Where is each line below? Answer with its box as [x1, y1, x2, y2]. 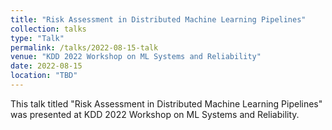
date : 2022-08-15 [10, 61, 83, 71]
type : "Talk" [10, 33, 65, 43]
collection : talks [10, 24, 87, 34]
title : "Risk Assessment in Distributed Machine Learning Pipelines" [10, 14, 307, 25]
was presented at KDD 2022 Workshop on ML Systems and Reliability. [10, 108, 300, 120]
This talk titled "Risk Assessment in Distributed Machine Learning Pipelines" [10, 97, 323, 110]
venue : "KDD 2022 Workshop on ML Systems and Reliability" [10, 52, 262, 62]
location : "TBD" [10, 71, 78, 81]
